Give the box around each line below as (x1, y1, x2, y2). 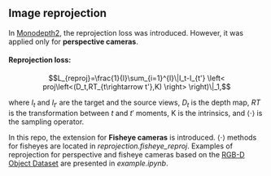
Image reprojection (8, 6, 107, 20)
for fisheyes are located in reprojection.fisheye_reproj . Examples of (8, 141, 234, 151)
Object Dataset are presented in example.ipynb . (8, 158, 168, 168)
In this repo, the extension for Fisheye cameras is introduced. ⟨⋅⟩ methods (8, 132, 257, 142)
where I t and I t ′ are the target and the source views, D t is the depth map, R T (8, 97, 261, 109)
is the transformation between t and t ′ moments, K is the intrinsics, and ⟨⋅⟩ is (8, 108, 263, 118)
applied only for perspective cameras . (8, 36, 138, 46)
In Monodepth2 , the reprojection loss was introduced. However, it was (8, 28, 244, 37)
